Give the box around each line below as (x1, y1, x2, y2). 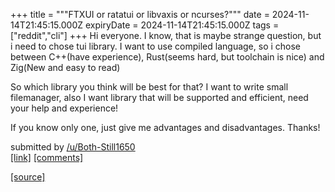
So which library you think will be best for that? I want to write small (10, 81, 289, 93)
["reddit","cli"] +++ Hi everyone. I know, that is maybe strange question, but (10, 30, 322, 41)
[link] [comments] (10, 152, 84, 163)
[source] (10, 171, 46, 183)
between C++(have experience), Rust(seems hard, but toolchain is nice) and (10, 51, 325, 63)
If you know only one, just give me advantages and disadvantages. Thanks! (10, 122, 321, 133)
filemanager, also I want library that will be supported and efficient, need (10, 92, 309, 103)
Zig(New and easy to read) (10, 62, 121, 73)
